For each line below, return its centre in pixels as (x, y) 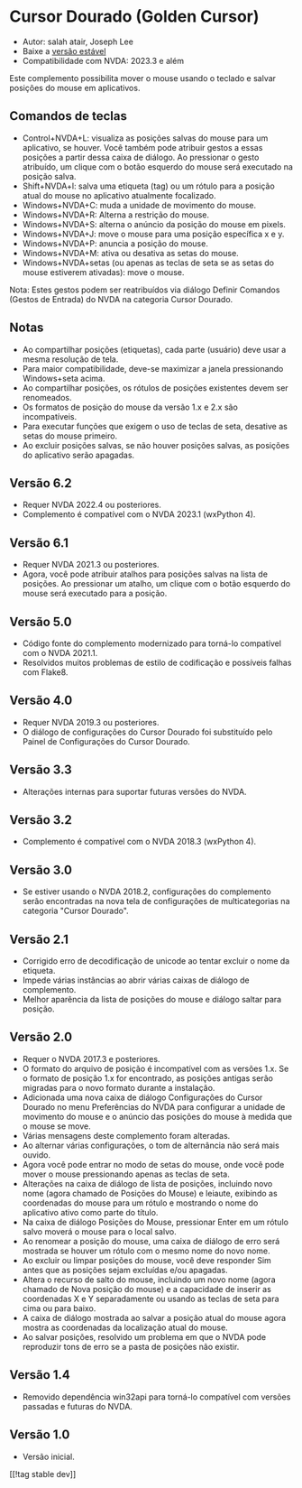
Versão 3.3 (41, 770)
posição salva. (49, 176)
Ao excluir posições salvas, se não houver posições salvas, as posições (156, 445)
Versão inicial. (48, 1456)
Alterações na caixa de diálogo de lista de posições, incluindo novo (147, 1183)
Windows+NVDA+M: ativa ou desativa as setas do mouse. (130, 253)
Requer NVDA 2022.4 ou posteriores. (92, 505)
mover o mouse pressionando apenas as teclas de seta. (126, 1174)
